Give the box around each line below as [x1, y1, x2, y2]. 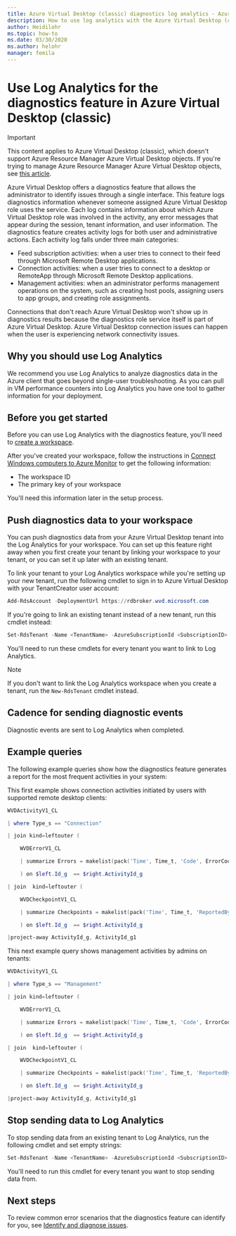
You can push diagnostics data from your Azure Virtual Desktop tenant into [7, 533, 224, 542]
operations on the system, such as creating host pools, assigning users [17, 286, 224, 294]
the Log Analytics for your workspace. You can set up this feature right [7, 540, 212, 549]
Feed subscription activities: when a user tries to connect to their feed [17, 249, 221, 257]
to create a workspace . [7, 438, 74, 447]
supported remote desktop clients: [7, 793, 107, 801]
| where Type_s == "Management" [7, 980, 102, 988]
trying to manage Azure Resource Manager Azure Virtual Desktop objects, [7, 161, 222, 170]
